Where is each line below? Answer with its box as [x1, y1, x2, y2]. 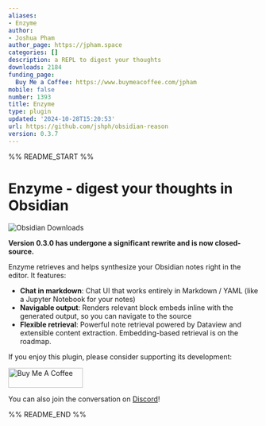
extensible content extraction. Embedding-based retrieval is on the [19, 327, 239, 338]
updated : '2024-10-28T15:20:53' [8, 115, 115, 123]
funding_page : [8, 71, 56, 79]
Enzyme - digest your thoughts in [8, 180, 233, 197]
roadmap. [19, 336, 52, 346]
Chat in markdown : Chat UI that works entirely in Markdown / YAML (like [19, 285, 259, 295]
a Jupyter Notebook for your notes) [19, 294, 137, 304]
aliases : [8, 11, 37, 20]
